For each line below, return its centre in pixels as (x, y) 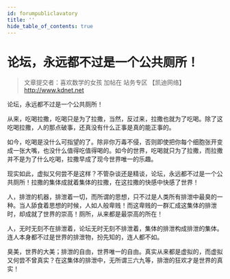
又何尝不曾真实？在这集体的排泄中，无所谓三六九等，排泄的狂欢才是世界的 (112, 260)
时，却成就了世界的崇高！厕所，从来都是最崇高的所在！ (85, 214)
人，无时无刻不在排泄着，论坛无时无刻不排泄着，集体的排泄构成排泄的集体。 (115, 229)
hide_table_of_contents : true (50, 26)
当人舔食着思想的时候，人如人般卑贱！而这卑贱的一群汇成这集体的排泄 (118, 206)
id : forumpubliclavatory (42, 13)
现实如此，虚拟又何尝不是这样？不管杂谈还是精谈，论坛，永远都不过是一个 (112, 174)
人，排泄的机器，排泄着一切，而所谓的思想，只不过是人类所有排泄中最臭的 (112, 197)
